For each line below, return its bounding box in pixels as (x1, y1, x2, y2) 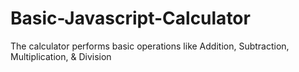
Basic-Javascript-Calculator (10, 7, 251, 30)
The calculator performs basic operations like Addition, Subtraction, (10, 40, 290, 52)
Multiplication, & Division (10, 50, 112, 62)
